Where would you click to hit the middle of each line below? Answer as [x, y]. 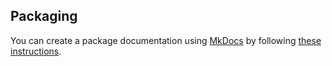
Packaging [44, 16]
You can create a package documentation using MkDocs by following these [166, 40]
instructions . [36, 51]
